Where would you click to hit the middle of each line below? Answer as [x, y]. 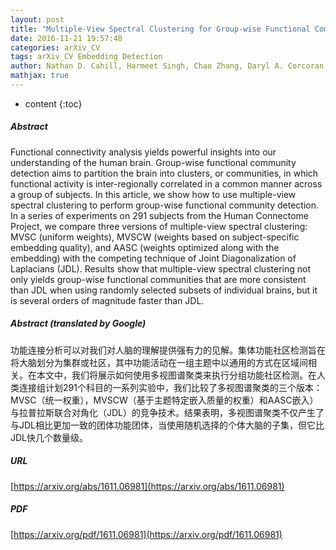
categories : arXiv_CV [55, 47]
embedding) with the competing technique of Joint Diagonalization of [153, 258]
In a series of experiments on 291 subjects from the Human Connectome [160, 215]
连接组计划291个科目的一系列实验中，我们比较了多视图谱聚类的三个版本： [170, 387]
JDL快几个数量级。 [49, 437]
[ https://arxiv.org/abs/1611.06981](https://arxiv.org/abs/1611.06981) [147, 486]
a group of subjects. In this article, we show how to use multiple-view [153, 194]
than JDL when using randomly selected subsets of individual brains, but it [164, 290]
